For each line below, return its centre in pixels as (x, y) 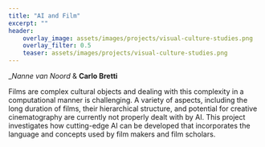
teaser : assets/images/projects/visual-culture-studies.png (125, 53)
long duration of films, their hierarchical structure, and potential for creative (133, 108)
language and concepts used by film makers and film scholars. (112, 134)
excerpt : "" (28, 23)
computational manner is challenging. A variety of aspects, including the (128, 100)
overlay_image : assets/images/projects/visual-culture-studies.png (138, 38)
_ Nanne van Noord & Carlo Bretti (63, 76)
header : (21, 31)
